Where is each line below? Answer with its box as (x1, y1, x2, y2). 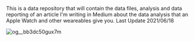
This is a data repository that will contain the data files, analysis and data (6, 5, 182, 12)
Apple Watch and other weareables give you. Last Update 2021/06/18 (6, 17, 175, 24)
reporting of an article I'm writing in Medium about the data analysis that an (6, 11, 189, 18)
